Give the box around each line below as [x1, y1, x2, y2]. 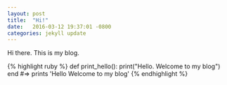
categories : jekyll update [7, 29, 86, 37]
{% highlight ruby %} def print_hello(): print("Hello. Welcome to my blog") [7, 62, 221, 70]
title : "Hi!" [7, 17, 49, 24]
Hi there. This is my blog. [7, 49, 79, 57]
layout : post [7, 10, 46, 17]
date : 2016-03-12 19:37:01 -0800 [7, 23, 112, 30]
